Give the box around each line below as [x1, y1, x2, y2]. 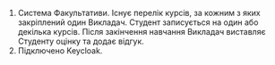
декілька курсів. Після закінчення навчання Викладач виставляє [17, 27, 266, 37]
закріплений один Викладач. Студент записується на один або [17, 17, 259, 28]
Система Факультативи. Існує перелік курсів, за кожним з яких [17, 8, 262, 18]
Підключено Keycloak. [17, 45, 103, 56]
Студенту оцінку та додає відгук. [17, 36, 145, 46]
